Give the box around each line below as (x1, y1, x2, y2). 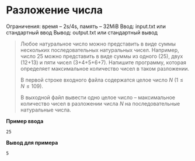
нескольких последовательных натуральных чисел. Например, (20, 46, 179, 53)
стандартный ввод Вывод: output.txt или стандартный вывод (6, 29, 158, 36)
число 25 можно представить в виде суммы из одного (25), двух (20, 52, 183, 60)
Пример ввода (6, 117, 44, 124)
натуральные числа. (20, 106, 71, 113)
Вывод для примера (6, 139, 58, 146)
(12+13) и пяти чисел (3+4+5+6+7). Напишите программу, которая (20, 59, 187, 66)
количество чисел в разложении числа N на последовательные (20, 100, 180, 107)
